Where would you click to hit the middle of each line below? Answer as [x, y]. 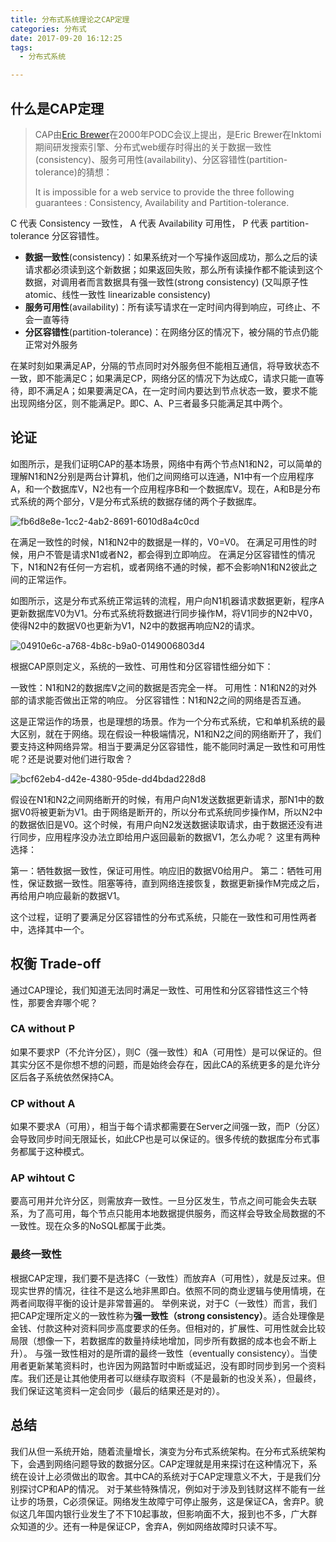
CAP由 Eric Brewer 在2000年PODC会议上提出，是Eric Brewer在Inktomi [178, 134]
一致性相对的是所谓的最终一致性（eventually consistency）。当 [180, 1353]
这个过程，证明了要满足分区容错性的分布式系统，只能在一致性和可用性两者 [163, 917]
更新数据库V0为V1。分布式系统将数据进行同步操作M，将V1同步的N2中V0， [164, 613]
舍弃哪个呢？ [71, 1002]
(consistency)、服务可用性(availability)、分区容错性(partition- [161, 159]
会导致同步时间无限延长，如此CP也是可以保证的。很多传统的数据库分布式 [161, 1139]
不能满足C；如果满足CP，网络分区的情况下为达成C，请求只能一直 [180, 378]
